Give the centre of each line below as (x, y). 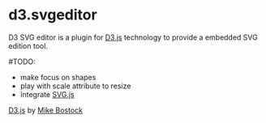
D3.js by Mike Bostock (46, 110)
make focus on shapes (58, 77)
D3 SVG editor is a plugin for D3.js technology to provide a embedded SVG (133, 37)
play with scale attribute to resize (75, 86)
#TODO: (22, 61)
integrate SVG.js (47, 94)
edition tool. (28, 45)
